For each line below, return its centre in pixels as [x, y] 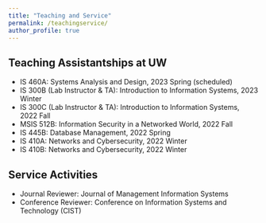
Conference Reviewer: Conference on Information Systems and [123, 202]
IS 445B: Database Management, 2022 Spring [95, 133]
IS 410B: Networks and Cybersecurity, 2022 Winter [103, 150]
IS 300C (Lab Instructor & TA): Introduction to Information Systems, [129, 108]
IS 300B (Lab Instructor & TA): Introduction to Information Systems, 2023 [139, 90]
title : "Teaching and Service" [60, 16]
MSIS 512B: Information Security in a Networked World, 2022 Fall [126, 124]
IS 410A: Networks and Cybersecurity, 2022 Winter [104, 141]
